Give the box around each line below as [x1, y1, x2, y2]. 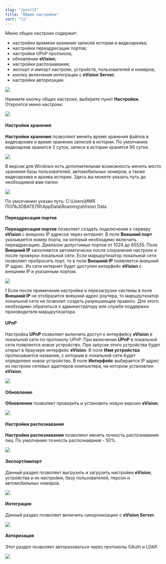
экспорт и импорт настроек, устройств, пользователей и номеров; [12, 66, 156, 72]
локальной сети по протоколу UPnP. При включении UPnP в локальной [5, 336, 158, 342]
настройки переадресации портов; [12, 45, 87, 51]
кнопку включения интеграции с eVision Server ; [12, 72, 115, 78]
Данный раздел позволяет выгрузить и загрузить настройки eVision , [5, 469, 153, 475]
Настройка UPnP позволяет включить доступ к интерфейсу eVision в [5, 331, 153, 337]
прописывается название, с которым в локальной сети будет [5, 352, 136, 358]
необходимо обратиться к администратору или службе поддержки [5, 303, 149, 309]
